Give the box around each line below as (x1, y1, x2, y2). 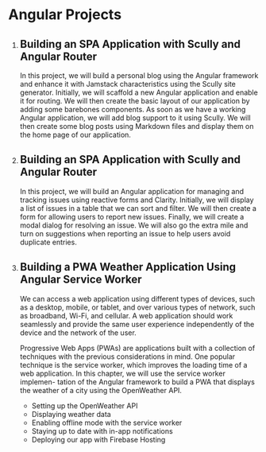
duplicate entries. (19, 237, 77, 247)
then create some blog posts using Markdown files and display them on (19, 122, 254, 131)
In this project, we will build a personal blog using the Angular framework (19, 71, 259, 80)
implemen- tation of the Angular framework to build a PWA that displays (19, 376, 256, 387)
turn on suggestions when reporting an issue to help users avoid (19, 228, 231, 238)
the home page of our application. (19, 130, 131, 139)
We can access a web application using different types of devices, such (19, 294, 256, 303)
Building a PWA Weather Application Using (19, 260, 237, 274)
